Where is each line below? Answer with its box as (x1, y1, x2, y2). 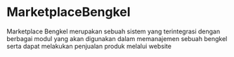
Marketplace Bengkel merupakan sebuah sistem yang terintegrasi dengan (6, 27, 221, 35)
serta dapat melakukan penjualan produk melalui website (6, 42, 171, 50)
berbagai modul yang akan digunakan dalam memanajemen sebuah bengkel (6, 34, 228, 42)
